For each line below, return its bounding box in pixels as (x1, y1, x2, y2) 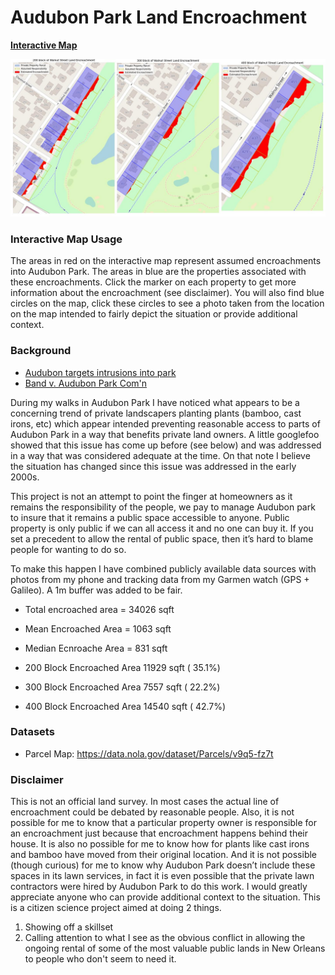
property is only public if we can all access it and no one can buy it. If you (10, 522, 314, 534)
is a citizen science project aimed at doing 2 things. (10, 902, 222, 914)
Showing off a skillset (24, 921, 114, 933)
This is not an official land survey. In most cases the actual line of (10, 796, 280, 808)
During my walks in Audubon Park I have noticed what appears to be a (10, 396, 300, 408)
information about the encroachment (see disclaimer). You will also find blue (10, 287, 325, 299)
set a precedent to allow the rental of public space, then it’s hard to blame (10, 532, 314, 545)
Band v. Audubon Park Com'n (24, 377, 148, 389)
